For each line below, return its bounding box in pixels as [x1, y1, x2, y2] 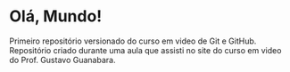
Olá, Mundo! [9, 6, 103, 27]
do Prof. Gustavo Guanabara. [9, 54, 116, 65]
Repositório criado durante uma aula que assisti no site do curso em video [9, 44, 282, 55]
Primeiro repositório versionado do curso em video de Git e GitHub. [9, 36, 257, 46]
